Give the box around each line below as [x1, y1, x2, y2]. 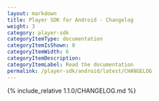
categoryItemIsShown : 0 [7, 42, 76, 49]
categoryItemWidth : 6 [7, 49, 70, 56]
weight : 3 [7, 23, 36, 30]
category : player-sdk [7, 29, 70, 36]
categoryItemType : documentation [7, 36, 103, 43]
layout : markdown [7, 10, 57, 17]
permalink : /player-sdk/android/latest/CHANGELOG [7, 67, 153, 74]
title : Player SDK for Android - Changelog [7, 16, 134, 23]
